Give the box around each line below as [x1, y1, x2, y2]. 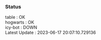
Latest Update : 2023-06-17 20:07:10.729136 [5, 30, 96, 36]
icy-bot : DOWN [5, 25, 37, 30]
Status [5, 3, 21, 10]
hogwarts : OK [5, 19, 34, 25]
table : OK [5, 14, 26, 20]
